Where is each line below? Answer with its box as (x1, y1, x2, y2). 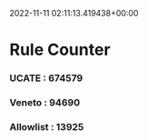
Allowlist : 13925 (9, 120, 84, 133)
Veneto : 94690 (9, 96, 80, 109)
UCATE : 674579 (9, 72, 84, 85)
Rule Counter (9, 40, 111, 60)
